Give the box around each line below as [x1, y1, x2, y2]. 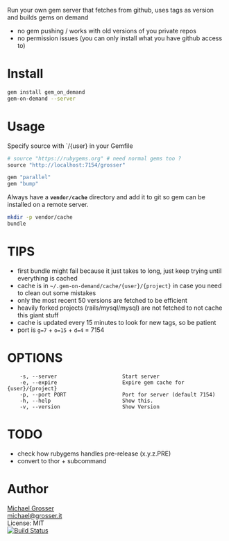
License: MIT [7, 519, 44, 527]
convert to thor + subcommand [17, 456, 107, 465]
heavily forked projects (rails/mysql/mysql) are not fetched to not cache [17, 303, 223, 312]
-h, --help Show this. [19, 397, 154, 404]
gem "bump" [7, 181, 39, 188]
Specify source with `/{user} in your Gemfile [7, 142, 133, 150]
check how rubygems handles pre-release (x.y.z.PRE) [17, 449, 171, 458]
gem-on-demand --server [7, 95, 76, 102]
